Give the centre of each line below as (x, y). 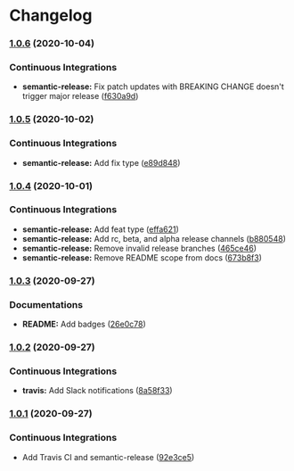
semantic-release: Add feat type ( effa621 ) (101, 229)
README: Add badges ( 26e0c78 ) (84, 324)
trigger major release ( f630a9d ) (80, 96)
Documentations (46, 304)
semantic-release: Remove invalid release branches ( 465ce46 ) (139, 248)
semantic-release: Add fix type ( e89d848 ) (101, 162)
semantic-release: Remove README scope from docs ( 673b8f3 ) (142, 257)
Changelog (51, 16)
